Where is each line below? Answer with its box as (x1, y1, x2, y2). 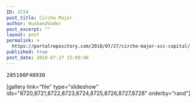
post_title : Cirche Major (6, 15, 72, 21)
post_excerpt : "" (6, 26, 51, 32)
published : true (6, 49, 48, 55)
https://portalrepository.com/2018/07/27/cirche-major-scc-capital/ (12, 44, 190, 50)
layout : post (6, 32, 40, 38)
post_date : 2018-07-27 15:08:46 (6, 55, 89, 61)
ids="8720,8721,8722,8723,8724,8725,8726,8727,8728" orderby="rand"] (6, 90, 191, 97)
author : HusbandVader (6, 20, 62, 26)
